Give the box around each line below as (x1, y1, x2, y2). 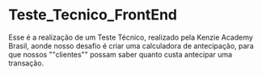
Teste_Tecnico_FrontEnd (8, 6, 178, 24)
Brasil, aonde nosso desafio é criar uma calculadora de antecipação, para (8, 40, 254, 50)
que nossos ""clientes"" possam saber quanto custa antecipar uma (8, 49, 233, 59)
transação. (8, 58, 44, 68)
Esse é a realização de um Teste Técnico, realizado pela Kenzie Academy (8, 32, 253, 42)
